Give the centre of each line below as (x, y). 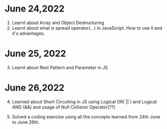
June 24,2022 (34, 9)
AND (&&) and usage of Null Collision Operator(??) (63, 107)
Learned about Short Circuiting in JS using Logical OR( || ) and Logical (84, 101)
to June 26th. (26, 122)
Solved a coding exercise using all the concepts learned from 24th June (86, 116)
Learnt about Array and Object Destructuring (58, 23)
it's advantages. (28, 33)
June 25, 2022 (35, 54)
